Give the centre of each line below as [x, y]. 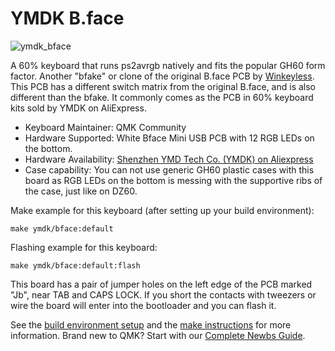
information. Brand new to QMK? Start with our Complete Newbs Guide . [158, 335]
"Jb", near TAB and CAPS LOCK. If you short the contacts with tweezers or [163, 294]
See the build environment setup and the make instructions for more [151, 324]
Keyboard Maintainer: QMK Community [105, 127]
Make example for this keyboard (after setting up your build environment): [162, 210]
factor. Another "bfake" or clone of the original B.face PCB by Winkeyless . [162, 76]
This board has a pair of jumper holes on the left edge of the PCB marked [161, 284]
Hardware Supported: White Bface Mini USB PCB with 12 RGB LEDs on [169, 138]
